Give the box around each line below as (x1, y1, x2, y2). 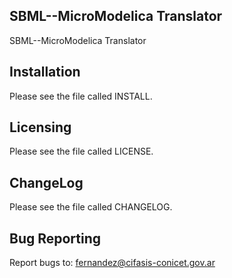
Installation (9, 64, 81, 81)
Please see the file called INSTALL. (9, 90, 153, 102)
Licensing (9, 119, 72, 136)
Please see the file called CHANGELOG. (9, 201, 173, 213)
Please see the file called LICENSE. (9, 145, 154, 158)
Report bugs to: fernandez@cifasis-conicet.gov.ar (9, 257, 216, 269)
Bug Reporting (9, 230, 102, 247)
